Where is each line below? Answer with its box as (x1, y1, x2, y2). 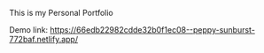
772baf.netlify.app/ (9, 34, 78, 44)
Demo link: (9, 25, 49, 34)
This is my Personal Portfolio (9, 8, 113, 18)
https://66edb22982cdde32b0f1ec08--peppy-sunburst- (50, 25, 255, 34)
